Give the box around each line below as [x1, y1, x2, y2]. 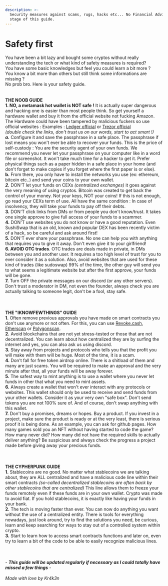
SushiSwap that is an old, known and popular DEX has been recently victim [5, 224, 160, 230]
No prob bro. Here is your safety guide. [5, 81, 86, 87]
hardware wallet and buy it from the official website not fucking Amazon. [5, 113, 155, 119]
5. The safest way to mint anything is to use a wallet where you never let [5, 373, 154, 379]
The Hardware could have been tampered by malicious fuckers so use [5, 118, 150, 124]
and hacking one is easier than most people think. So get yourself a [5, 108, 144, 114]
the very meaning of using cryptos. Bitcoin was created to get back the [5, 187, 151, 193]
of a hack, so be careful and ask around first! [5, 230, 98, 236]
